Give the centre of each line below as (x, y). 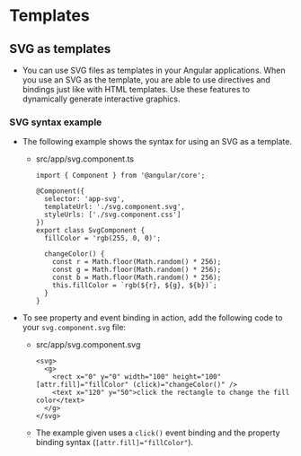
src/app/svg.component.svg (88, 345)
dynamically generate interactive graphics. (102, 99)
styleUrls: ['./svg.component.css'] (112, 215)
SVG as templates (60, 49)
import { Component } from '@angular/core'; (120, 176)
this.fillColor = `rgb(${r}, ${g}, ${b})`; (135, 285)
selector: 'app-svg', (84, 199)
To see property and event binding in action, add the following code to (152, 318)
